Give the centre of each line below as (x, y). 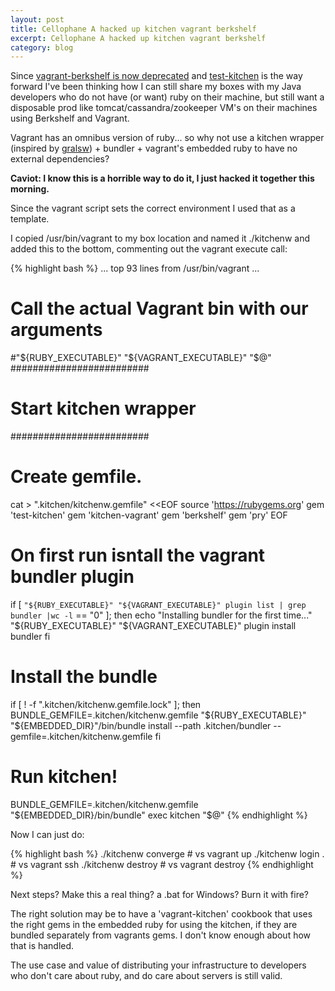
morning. (30, 189)
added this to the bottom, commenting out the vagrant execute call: (149, 249)
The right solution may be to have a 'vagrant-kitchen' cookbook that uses (161, 913)
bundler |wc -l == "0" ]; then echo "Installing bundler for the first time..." (161, 615)
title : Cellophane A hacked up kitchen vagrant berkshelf (133, 29)
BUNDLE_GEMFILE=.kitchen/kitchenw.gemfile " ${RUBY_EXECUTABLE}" (158, 715)
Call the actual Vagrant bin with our (159, 308)
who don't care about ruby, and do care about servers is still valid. (146, 975)
